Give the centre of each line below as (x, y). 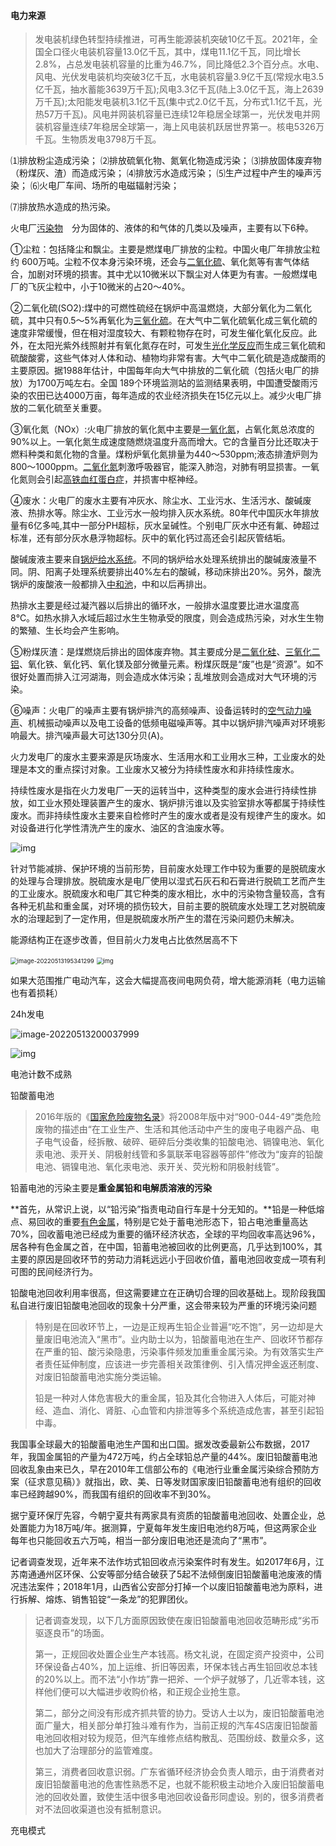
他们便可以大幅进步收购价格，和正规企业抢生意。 (144, 1692)
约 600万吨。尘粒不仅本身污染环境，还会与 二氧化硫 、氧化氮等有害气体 (156, 262)
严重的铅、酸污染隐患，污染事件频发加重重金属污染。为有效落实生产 (184, 1352)
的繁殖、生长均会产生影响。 (67, 631)
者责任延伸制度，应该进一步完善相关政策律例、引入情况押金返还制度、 (179, 1364)
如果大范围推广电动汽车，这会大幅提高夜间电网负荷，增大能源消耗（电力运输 (168, 981)
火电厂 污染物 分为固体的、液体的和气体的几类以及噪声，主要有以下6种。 (162, 228)
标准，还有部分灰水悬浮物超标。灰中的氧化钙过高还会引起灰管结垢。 (150, 538)
